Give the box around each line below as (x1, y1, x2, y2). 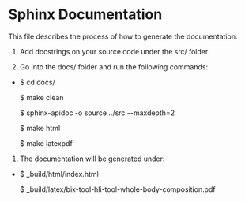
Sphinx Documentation (8, 6, 163, 24)
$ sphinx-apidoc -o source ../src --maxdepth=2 (19, 108, 175, 118)
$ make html (19, 123, 61, 133)
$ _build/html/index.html (19, 169, 99, 178)
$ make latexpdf (19, 138, 73, 148)
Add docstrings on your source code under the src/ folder (19, 47, 209, 56)
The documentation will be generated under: (19, 154, 165, 163)
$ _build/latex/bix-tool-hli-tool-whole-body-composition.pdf (19, 184, 216, 194)
